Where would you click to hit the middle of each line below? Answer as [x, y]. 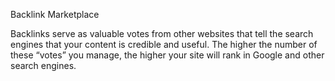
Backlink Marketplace [55, 14]
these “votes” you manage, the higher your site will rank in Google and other [167, 55]
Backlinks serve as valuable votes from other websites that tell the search [162, 33]
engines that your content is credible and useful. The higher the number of [164, 44]
